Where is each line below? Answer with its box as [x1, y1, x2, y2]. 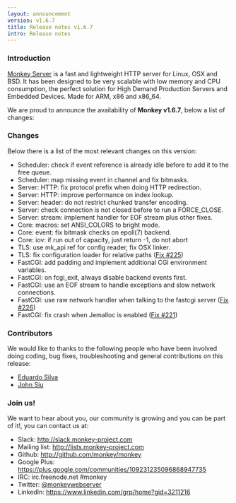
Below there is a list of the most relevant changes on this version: [7, 146, 197, 155]
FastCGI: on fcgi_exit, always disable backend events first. [17, 273, 187, 281]
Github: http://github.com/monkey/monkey [17, 450, 142, 459]
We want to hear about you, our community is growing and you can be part [7, 414, 226, 422]
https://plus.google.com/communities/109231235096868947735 [17, 466, 207, 474]
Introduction [7, 54, 51, 64]
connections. [17, 288, 56, 297]
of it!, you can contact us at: [7, 422, 89, 430]
